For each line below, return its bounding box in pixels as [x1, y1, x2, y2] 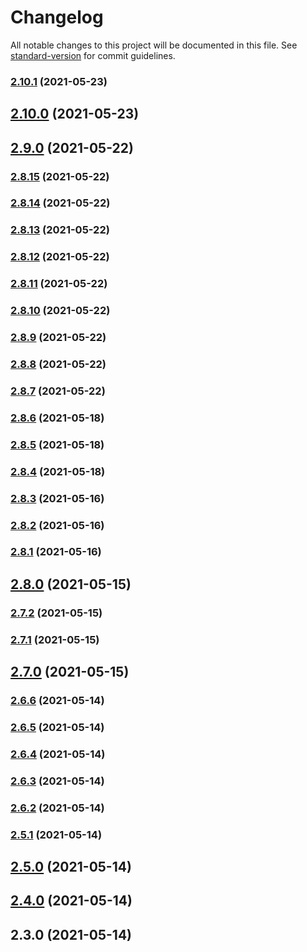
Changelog [10, 6, 104, 29]
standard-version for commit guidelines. [10, 49, 176, 61]
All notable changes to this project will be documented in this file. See [10, 39, 298, 51]
